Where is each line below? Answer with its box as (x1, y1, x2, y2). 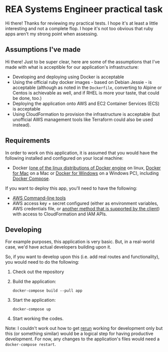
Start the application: (12, 297, 56, 303)
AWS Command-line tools (12, 195, 66, 201)
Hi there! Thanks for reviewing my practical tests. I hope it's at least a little (5, 20, 158, 26)
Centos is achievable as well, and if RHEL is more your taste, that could (12, 89, 159, 96)
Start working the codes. (12, 315, 64, 322)
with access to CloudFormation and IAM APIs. (12, 211, 107, 217)
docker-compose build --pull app (12, 288, 83, 293)
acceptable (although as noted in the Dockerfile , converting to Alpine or (12, 84, 162, 90)
